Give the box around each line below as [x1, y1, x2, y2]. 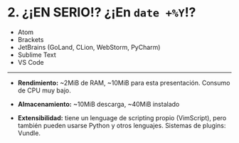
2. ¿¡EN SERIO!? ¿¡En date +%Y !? [7, 4, 196, 21]
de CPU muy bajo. [17, 86, 71, 95]
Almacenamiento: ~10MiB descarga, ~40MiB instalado [17, 100, 180, 108]
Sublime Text [17, 51, 57, 59]
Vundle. [17, 129, 41, 137]
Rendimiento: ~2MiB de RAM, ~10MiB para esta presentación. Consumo [17, 78, 230, 87]
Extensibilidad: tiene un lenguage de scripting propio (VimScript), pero [17, 113, 227, 122]
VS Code [17, 58, 44, 66]
